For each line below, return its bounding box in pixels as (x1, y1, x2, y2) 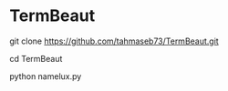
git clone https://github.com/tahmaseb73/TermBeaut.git (9, 35, 219, 46)
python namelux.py (9, 70, 82, 82)
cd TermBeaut (9, 53, 63, 64)
